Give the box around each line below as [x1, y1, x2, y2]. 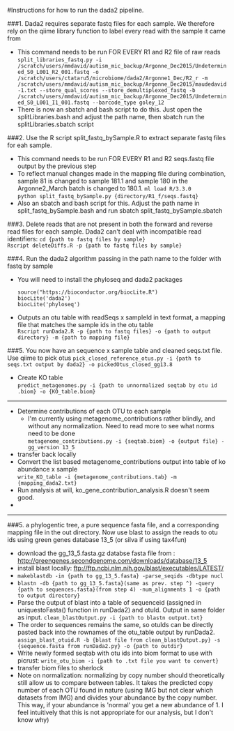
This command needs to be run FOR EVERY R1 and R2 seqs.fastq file [17, 155, 214, 163]
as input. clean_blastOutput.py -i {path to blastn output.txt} [17, 613, 203, 621]
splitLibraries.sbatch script [17, 120, 94, 128]
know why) [17, 716, 49, 724]
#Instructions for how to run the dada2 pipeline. [7, 6, 144, 14]
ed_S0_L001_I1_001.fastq [17, 99, 90, 106]
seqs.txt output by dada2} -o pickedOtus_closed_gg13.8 [7, 361, 173, 368]
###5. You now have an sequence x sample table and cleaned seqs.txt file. [7, 347, 223, 354]
